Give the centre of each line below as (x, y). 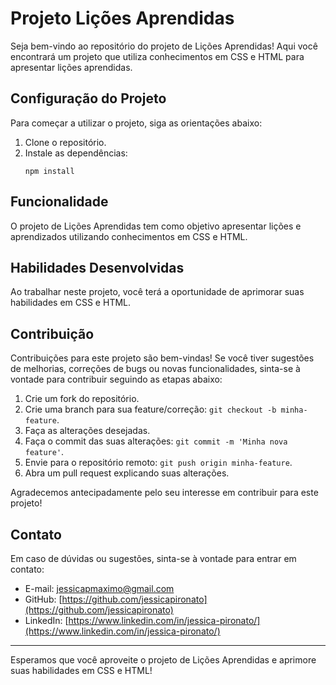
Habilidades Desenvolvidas (97, 267)
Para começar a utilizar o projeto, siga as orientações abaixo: (136, 123)
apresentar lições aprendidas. (71, 67)
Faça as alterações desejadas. (87, 431)
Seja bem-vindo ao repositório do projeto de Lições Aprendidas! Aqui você (164, 46)
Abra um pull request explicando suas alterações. (127, 473)
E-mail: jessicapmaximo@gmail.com (99, 588)
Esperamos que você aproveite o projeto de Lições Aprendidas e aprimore (163, 660)
